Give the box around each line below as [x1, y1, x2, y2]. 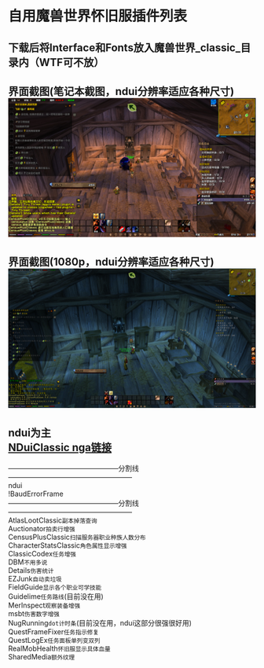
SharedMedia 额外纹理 [8, 651, 75, 661]
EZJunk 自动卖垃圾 [8, 574, 62, 583]
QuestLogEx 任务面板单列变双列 [8, 635, 101, 644]
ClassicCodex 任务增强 [8, 549, 76, 558]
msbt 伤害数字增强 [8, 608, 60, 618]
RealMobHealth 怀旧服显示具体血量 [8, 644, 112, 653]
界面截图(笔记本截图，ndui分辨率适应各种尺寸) [8, 84, 234, 98]
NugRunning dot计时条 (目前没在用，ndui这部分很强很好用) [8, 618, 192, 627]
